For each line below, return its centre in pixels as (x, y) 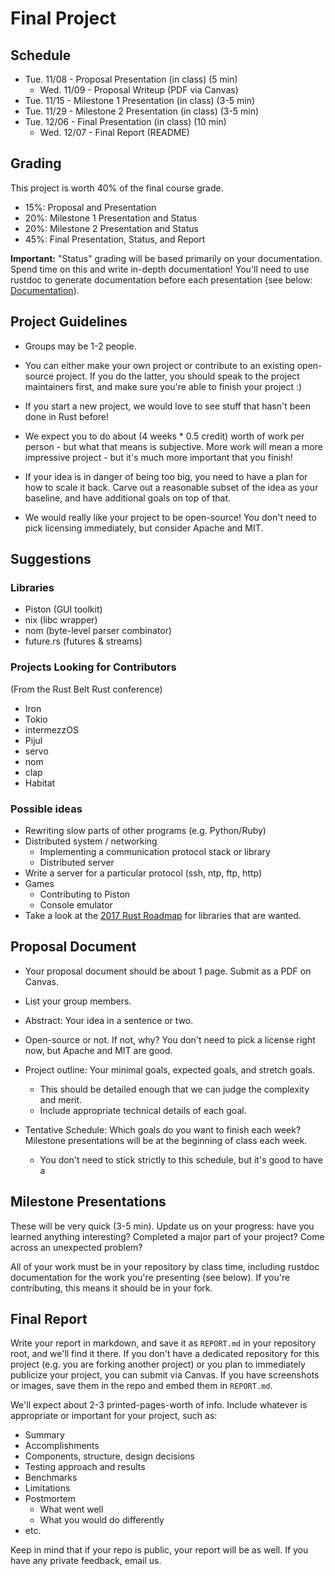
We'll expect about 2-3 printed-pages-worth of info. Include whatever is (159, 1405)
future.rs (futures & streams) (83, 641)
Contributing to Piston (85, 894)
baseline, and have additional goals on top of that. (128, 498)
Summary (44, 1435)
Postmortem (50, 1499)
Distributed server (77, 862)
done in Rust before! (67, 416)
